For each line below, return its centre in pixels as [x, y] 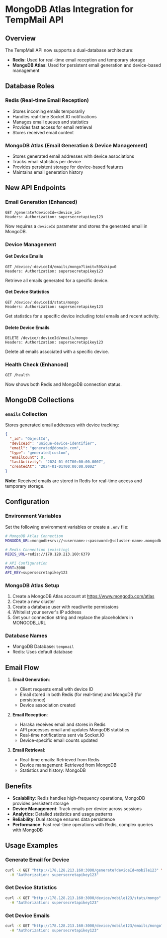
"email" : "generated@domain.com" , [45, 448]
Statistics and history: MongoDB [53, 770]
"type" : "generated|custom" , [40, 453]
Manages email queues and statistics [50, 122]
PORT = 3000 [15, 568]
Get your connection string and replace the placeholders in [73, 618]
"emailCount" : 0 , [28, 457]
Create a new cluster [34, 602]
